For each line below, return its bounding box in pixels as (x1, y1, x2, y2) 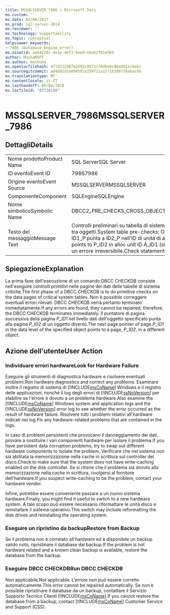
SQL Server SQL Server (71, 158, 126, 165)
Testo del (8, 228, 30, 235)
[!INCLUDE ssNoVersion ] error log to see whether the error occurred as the (5, 406, 161, 412)
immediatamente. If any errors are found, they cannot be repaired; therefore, (5, 305, 163, 311)
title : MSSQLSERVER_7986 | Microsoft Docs (5, 7, 96, 13)
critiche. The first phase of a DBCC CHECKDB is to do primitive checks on (5, 289, 158, 295)
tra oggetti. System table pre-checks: (71, 228, 160, 235)
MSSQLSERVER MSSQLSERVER (71, 181, 146, 188)
